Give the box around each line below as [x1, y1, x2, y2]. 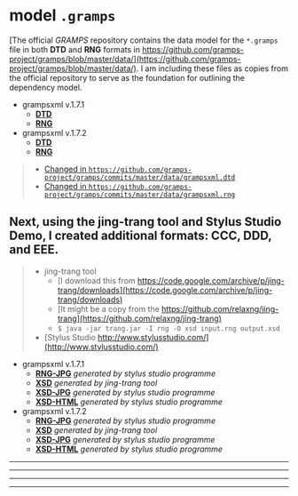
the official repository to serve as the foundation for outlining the [9, 72, 246, 83]
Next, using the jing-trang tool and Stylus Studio [9, 214, 282, 229]
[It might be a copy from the [57, 303, 160, 314]
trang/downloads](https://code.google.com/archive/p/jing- [57, 284, 273, 295]
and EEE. [9, 242, 59, 258]
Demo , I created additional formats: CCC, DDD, [9, 228, 272, 244]
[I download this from [57, 275, 136, 285]
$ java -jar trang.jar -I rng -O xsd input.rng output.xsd [57, 324, 281, 333]
